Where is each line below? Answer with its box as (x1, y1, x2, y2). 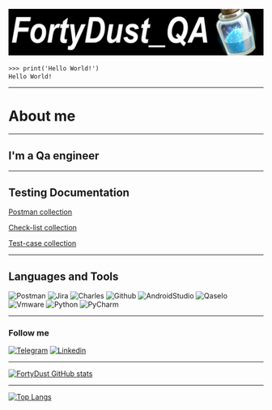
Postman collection (8, 207, 73, 217)
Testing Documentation (8, 185, 130, 199)
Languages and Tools (8, 269, 119, 283)
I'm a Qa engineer (8, 149, 100, 163)
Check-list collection (8, 223, 77, 233)
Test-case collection (8, 239, 77, 248)
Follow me (8, 327, 50, 338)
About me (8, 107, 76, 125)
